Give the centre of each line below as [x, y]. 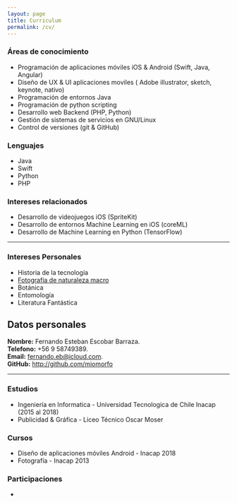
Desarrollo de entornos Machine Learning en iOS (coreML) [103, 225]
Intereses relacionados [48, 201]
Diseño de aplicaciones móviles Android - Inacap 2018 [97, 453]
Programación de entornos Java [64, 97]
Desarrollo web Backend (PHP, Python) [74, 112]
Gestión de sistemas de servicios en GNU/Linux [87, 119]
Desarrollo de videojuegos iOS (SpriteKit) [77, 217]
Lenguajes [26, 146]
